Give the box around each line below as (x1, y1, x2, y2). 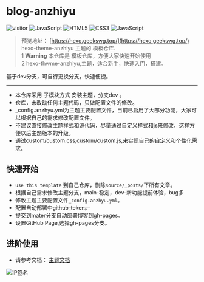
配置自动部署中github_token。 (15, 204, 90, 211)
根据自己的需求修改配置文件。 (20, 114, 95, 121)
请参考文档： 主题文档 (15, 256, 70, 263)
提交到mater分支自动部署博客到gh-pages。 (15, 211, 123, 219)
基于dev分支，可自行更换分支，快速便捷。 (6, 72, 112, 80)
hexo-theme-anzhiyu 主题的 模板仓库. (21, 44, 116, 52)
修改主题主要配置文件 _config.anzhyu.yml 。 (15, 196, 123, 204)
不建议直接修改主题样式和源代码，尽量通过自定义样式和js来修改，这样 (15, 122, 190, 129)
